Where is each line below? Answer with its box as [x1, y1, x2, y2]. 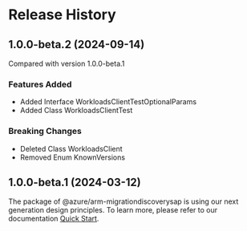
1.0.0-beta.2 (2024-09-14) [8, 38, 145, 51]
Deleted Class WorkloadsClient [19, 144, 123, 153]
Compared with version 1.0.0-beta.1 [8, 59, 125, 68]
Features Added [8, 79, 72, 90]
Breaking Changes [8, 126, 83, 137]
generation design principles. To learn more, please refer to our [8, 205, 218, 215]
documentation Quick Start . [8, 214, 99, 224]
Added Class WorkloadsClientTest [19, 106, 133, 115]
